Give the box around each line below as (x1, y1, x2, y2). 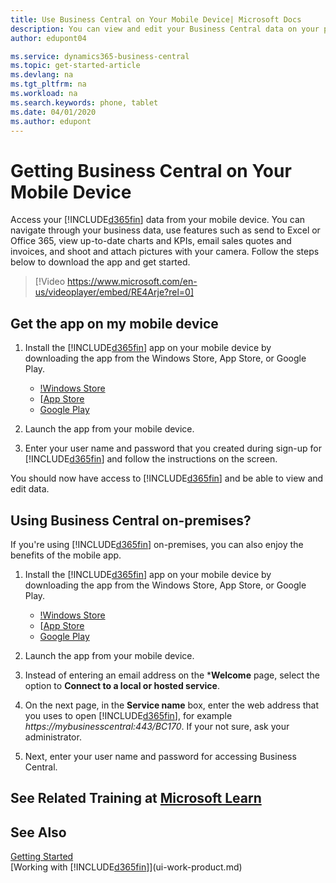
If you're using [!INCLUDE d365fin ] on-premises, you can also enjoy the (10, 538, 304, 550)
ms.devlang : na (10, 70, 74, 80)
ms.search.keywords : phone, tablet (10, 97, 159, 108)
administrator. (24, 731, 82, 743)
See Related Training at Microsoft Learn (10, 790, 262, 807)
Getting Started (10, 851, 74, 863)
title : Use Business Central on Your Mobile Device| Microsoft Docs (10, 14, 302, 25)
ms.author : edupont (10, 116, 92, 126)
